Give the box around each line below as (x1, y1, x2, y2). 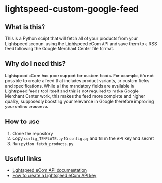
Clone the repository (12, 130, 53, 136)
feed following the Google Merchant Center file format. (5, 46, 115, 51)
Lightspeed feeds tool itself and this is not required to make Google (5, 88, 139, 94)
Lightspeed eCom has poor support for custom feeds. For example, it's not (5, 73, 154, 78)
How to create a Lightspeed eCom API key (12, 173, 97, 179)
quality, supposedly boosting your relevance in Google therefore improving (5, 98, 154, 104)
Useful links (5, 155, 42, 163)
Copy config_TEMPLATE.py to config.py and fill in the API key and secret (12, 136, 154, 141)
